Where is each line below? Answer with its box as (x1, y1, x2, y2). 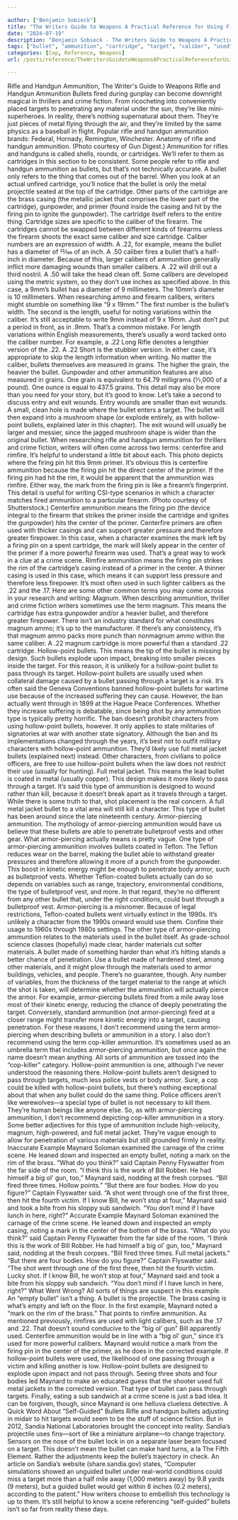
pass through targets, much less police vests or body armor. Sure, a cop (7, 1075, 218, 1084)
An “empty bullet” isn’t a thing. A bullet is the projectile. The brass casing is (7, 1294, 227, 1302)
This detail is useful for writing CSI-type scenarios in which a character (7, 488, 215, 497)
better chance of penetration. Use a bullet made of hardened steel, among (7, 955, 225, 964)
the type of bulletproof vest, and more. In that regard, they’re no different (7, 887, 220, 896)
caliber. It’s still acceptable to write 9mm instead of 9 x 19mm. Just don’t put (7, 315, 229, 323)
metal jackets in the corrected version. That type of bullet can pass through (7, 1384, 227, 1392)
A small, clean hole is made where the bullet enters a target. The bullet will (7, 405, 225, 414)
